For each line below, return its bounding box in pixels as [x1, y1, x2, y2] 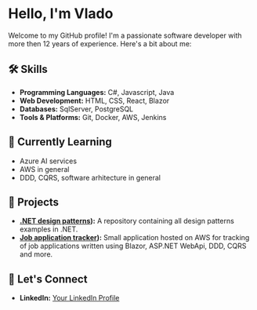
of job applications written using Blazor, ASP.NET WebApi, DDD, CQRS [19, 241, 247, 251]
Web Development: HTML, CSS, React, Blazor [19, 96, 170, 105]
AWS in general [19, 164, 70, 173]
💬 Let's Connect [8, 272, 88, 286]
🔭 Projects [8, 195, 60, 209]
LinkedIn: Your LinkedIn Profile [19, 294, 120, 303]
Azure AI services [19, 156, 77, 166]
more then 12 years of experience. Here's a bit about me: [8, 38, 192, 48]
